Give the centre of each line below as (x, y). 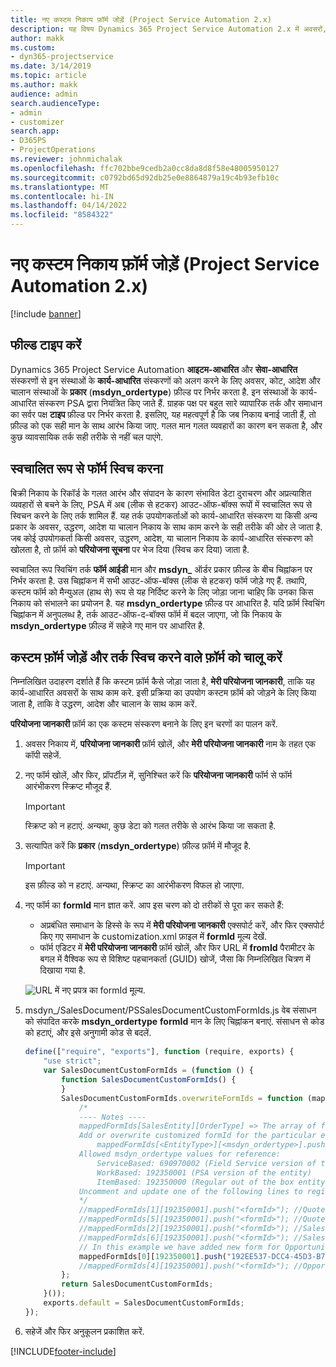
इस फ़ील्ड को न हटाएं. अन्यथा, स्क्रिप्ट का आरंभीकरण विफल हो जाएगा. (134, 885)
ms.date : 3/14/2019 (51, 66)
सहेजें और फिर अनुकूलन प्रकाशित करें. (84, 1331)
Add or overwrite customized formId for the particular (197, 1136)
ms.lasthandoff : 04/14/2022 (69, 206)
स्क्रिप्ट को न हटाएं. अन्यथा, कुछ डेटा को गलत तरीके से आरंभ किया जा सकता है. (150, 826)
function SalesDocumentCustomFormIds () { (149, 1080)
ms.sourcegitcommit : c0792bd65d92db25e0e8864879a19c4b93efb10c (145, 177)
